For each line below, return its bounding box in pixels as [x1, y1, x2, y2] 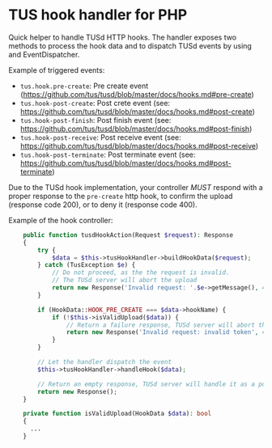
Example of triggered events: [8, 65, 105, 74]
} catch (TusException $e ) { [37, 261, 136, 269]
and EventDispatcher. [8, 49, 80, 59]
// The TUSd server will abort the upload [51, 277, 198, 285]
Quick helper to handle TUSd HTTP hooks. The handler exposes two [8, 32, 237, 42]
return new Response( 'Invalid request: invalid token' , [66, 328, 259, 336]
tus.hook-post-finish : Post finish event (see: [19, 115, 172, 125]
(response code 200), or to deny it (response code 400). [8, 200, 198, 209]
